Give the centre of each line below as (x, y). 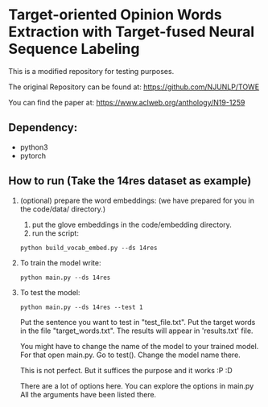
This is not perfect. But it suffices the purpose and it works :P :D (126, 370)
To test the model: (50, 292)
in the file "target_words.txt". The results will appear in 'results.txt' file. (136, 331)
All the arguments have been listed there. (88, 394)
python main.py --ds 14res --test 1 (81, 307)
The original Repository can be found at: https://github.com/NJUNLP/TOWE (134, 87)
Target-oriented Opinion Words (115, 15)
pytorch (33, 155)
